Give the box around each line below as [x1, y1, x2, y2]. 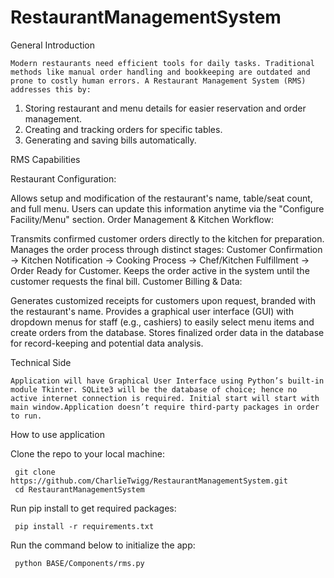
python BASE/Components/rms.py [14, 558, 145, 568]
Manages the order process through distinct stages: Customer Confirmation [10, 243, 323, 255]
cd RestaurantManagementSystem [14, 484, 145, 495]
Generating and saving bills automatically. [24, 134, 197, 146]
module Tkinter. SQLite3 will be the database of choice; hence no [10, 384, 298, 395]
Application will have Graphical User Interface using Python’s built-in [10, 376, 325, 386]
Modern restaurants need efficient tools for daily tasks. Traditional [10, 58, 315, 68]
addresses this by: [10, 84, 92, 95]
